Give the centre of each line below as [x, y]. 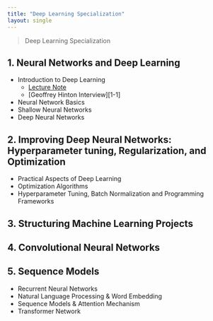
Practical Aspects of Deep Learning [69, 179]
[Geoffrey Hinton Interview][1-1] [74, 95]
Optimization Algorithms [53, 186]
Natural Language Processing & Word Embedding [90, 296]
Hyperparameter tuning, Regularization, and [107, 150]
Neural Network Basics [51, 103]
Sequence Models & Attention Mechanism [79, 303]
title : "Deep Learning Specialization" [66, 14]
